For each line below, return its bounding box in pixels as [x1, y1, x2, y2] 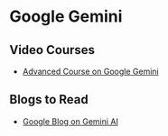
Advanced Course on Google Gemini [22, 66, 160, 77]
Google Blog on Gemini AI [22, 115, 119, 127]
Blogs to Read [9, 92, 89, 107]
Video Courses [9, 42, 96, 58]
